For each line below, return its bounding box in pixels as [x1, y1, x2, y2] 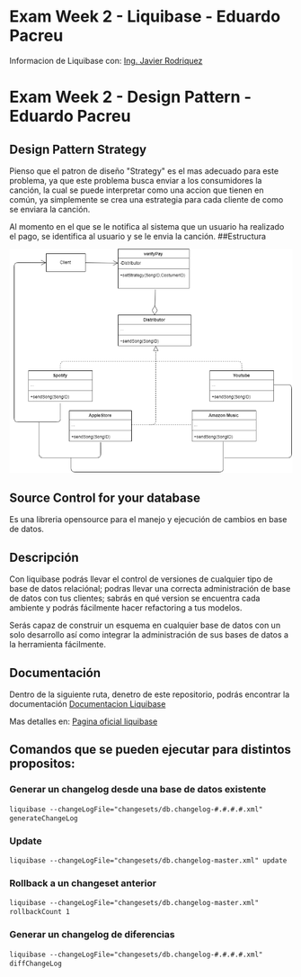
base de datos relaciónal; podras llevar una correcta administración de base [9, 583, 291, 594]
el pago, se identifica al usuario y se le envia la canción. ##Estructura [9, 231, 267, 241]
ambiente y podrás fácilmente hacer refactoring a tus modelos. [9, 602, 243, 613]
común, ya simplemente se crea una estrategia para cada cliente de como [9, 194, 284, 204]
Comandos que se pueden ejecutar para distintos [9, 742, 292, 757]
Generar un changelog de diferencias [9, 928, 175, 941]
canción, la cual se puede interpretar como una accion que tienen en [9, 185, 264, 195]
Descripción [9, 549, 79, 565]
